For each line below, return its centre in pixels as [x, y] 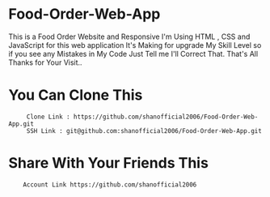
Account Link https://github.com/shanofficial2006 [110, 184]
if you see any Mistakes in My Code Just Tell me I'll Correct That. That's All [133, 54]
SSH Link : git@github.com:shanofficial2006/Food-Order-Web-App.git [144, 131]
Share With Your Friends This [108, 163]
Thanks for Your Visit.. [45, 62]
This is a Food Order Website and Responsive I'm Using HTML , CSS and [129, 36]
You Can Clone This [76, 95]
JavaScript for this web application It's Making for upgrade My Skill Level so [135, 45]
